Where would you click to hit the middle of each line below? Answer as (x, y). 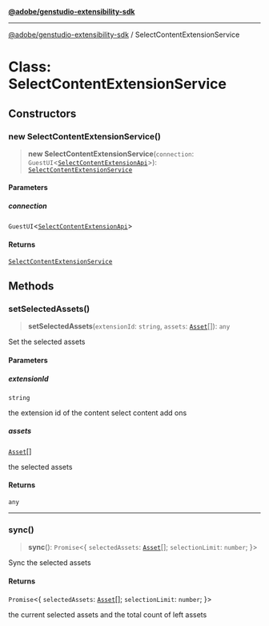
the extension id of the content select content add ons (98, 413)
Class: (30, 67)
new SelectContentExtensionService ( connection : (111, 153)
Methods (31, 287)
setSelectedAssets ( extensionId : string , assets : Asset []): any (129, 326)
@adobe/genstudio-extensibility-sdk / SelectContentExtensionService (124, 34)
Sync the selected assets (50, 563)
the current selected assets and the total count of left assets (108, 614)
